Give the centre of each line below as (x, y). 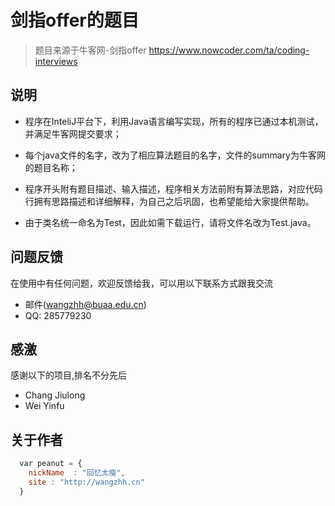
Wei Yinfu (44, 406)
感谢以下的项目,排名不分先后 (69, 375)
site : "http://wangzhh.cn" (86, 482)
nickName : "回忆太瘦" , (77, 473)
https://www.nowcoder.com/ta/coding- (229, 50)
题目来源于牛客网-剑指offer (90, 50)
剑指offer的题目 (75, 20)
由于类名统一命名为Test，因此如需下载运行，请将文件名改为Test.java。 (170, 222)
